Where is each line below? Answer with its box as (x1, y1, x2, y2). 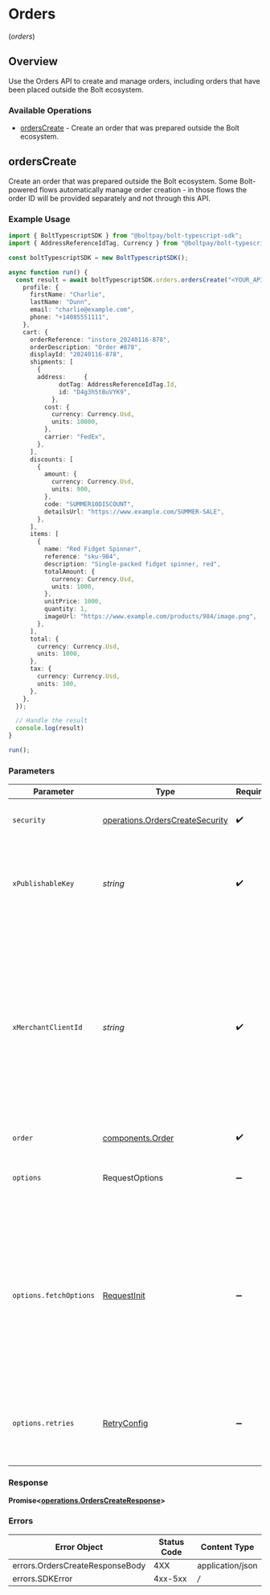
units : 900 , (51, 485, 92, 493)
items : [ (29, 530, 59, 538)
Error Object (55, 1541, 103, 1552)
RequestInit (102, 1290, 146, 1301)
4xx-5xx (153, 1572, 187, 1584)
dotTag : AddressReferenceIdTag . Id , (59, 380, 178, 389)
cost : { (43, 403, 70, 411)
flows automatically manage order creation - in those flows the (39, 184, 247, 194)
